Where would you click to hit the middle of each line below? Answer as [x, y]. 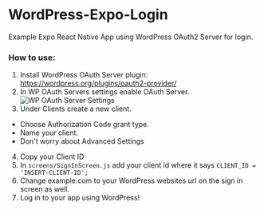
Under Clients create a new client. [75, 109]
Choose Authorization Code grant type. [85, 125]
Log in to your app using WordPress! [80, 198]
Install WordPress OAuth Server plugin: [84, 75]
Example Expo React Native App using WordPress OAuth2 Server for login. [131, 37]
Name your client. [49, 133]
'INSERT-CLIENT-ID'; [54, 173]
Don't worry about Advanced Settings [82, 141]
